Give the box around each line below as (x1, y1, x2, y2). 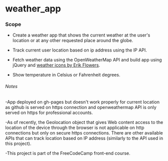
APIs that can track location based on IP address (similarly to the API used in (5, 135, 163, 141)
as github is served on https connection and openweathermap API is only (5, 104, 157, 110)
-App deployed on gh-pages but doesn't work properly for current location (5, 98, 159, 105)
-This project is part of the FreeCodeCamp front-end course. (5, 150, 130, 156)
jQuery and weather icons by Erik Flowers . (12, 62, 100, 68)
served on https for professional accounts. (5, 109, 93, 115)
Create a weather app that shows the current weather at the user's (12, 32, 150, 38)
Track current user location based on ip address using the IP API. (12, 47, 147, 53)
